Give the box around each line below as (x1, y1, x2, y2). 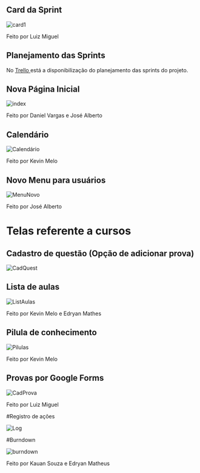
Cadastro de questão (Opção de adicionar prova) (6, 248, 195, 259)
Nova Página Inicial (6, 84, 80, 95)
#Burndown (6, 436, 36, 443)
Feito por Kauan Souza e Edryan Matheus (6, 460, 110, 467)
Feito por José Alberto (6, 203, 62, 210)
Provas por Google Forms (6, 373, 104, 383)
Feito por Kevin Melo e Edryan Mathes (6, 310, 102, 317)
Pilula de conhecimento (6, 327, 97, 338)
